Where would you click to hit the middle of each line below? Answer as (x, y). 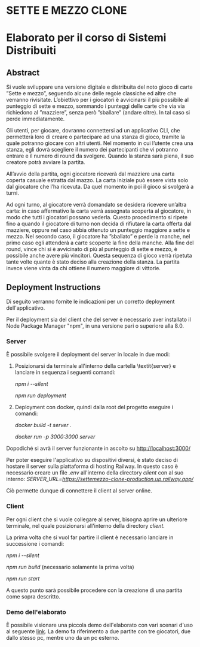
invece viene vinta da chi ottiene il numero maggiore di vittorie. (84, 268)
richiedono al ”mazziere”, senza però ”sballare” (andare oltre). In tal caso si (98, 113)
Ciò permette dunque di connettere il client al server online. (79, 491)
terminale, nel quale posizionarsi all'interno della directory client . (86, 525)
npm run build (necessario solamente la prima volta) (70, 567)
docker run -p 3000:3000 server (55, 437)
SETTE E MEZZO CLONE (67, 10)
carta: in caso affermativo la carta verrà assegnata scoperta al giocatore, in (99, 211)
